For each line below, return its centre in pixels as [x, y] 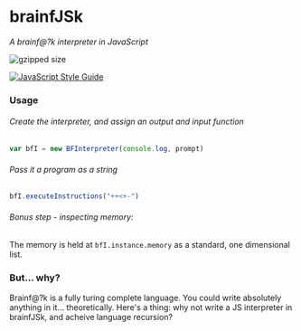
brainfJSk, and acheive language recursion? [91, 317]
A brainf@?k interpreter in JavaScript [79, 42]
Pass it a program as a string [64, 169]
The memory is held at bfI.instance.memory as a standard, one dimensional [150, 245]
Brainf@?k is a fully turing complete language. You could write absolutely [146, 298]
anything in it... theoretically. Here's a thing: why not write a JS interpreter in [151, 307]
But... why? [35, 278]
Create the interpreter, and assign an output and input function [127, 122]
